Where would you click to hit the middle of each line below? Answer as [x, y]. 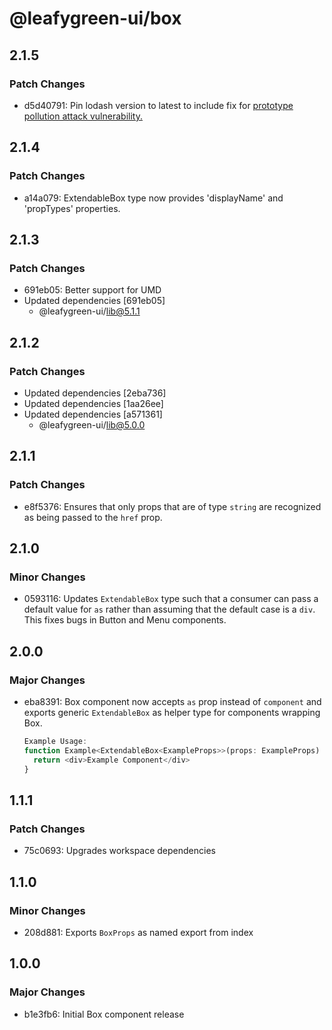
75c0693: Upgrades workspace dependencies [119, 851]
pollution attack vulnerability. [83, 116]
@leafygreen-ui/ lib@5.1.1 [89, 311]
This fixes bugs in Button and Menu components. [125, 620]
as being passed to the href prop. [93, 517]
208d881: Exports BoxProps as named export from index [138, 932]
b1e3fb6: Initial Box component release [104, 1014]
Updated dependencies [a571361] [93, 414]
